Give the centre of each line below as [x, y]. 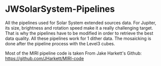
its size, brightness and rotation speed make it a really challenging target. [79, 28]
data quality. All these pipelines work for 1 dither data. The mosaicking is [78, 38]
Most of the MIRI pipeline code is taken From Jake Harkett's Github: [73, 53]
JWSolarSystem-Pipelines [60, 9]
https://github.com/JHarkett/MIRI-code [45, 58]
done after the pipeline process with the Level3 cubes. [60, 43]
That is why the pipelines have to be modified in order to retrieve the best [79, 33]
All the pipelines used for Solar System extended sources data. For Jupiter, [81, 23]
